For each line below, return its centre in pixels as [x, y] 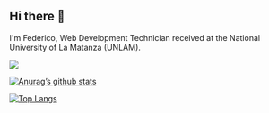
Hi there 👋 [37, 16]
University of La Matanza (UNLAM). [75, 47]
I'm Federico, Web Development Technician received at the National [135, 37]
